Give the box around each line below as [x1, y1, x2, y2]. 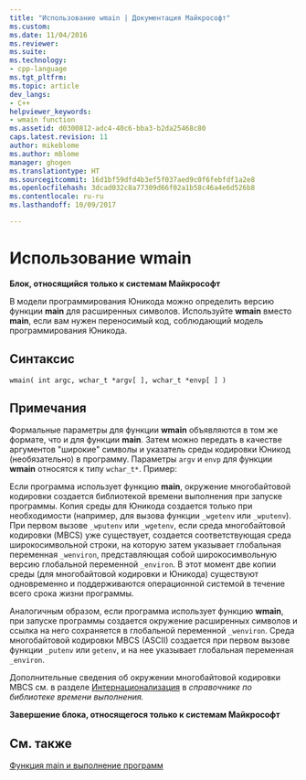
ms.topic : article [9, 81, 79, 91]
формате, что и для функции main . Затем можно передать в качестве [9, 434, 283, 445]
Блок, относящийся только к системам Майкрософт [9, 278, 221, 289]
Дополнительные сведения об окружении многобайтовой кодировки [9, 672, 281, 683]
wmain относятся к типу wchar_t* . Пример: [9, 464, 178, 475]
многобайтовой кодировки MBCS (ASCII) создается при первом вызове [9, 635, 290, 646]
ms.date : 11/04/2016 [9, 30, 89, 39]
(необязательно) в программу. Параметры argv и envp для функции [9, 454, 273, 465]
